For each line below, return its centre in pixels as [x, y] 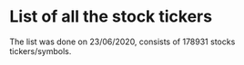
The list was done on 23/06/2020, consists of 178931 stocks [122, 42]
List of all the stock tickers [111, 17]
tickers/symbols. [41, 51]
